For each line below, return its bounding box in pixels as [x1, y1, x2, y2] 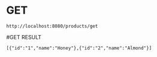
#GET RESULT [6, 33, 42, 40]
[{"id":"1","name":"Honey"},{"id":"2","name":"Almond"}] [6, 45, 152, 51]
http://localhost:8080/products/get [6, 23, 98, 29]
